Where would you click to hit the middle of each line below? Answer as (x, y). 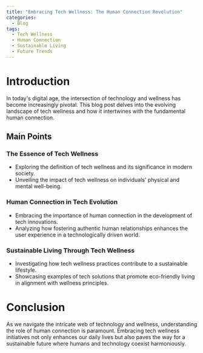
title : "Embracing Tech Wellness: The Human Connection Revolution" (95, 12)
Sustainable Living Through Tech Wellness (71, 250)
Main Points (29, 137)
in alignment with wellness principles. (62, 283)
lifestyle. (26, 270)
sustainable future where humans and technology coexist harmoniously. (96, 343)
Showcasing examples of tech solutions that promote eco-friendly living (105, 276)
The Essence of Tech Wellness (52, 154)
